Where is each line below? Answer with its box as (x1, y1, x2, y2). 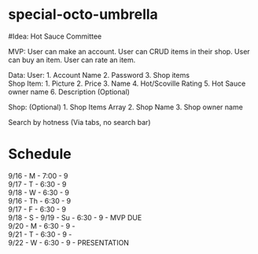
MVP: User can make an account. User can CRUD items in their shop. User (8, 46, 250, 56)
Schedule (8, 145, 72, 163)
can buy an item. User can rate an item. (8, 55, 136, 64)
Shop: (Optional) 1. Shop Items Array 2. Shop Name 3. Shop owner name (8, 102, 244, 112)
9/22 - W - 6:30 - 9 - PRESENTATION (8, 237, 130, 247)
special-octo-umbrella (8, 6, 159, 24)
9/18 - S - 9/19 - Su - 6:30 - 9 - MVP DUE (8, 212, 142, 222)
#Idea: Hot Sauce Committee (8, 31, 102, 41)
